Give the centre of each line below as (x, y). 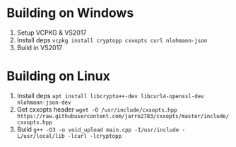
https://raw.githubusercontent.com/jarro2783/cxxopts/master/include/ (123, 116)
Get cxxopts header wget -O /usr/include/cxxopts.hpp (97, 109)
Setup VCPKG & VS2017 (52, 33)
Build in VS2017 (40, 47)
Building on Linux (58, 76)
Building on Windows (70, 13)
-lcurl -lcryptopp (95, 136)
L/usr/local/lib (41, 136)
